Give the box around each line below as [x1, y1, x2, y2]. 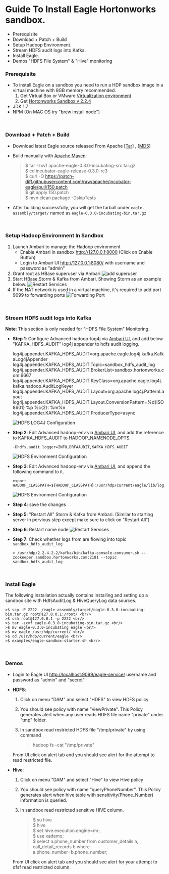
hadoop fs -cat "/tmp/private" [32, 742, 95, 748]
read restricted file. [12, 757, 52, 763]
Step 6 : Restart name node [12, 527, 69, 533]
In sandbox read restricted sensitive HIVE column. [20, 807, 124, 813]
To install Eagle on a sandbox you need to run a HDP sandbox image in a [12, 82, 163, 88]
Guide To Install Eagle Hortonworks [5, 4, 156, 15]
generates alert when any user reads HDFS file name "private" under [20, 711, 163, 717]
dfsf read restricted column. [12, 864, 71, 870]
